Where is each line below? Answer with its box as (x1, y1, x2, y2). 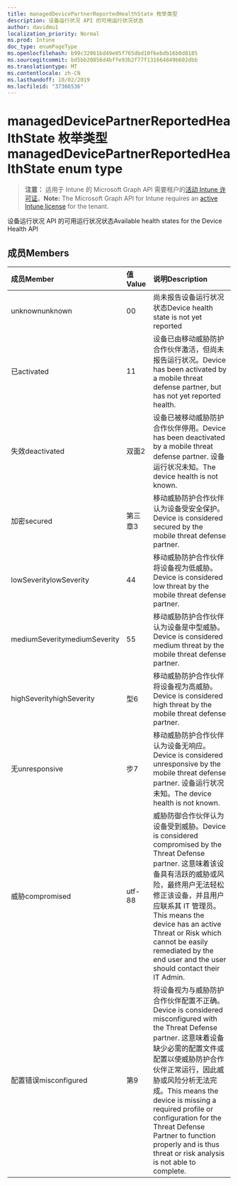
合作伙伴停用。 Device (153, 423, 227, 433)
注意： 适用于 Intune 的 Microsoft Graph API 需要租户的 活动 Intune (24, 185, 218, 194)
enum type (57, 161, 123, 177)
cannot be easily (153, 937, 208, 946)
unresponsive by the (153, 759, 221, 769)
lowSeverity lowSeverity (11, 575, 90, 585)
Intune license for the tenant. (24, 202, 109, 211)
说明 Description (153, 274, 208, 284)
